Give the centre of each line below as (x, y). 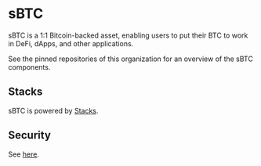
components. (29, 67)
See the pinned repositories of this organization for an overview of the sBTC (130, 59)
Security (29, 135)
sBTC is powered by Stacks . (53, 110)
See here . (24, 154)
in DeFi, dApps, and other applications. (71, 43)
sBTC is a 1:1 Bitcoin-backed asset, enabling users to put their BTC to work (128, 35)
